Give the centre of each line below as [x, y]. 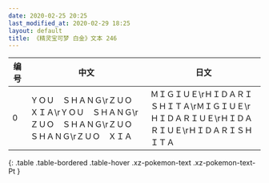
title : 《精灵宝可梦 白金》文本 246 [63, 38]
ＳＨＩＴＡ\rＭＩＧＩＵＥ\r [201, 107]
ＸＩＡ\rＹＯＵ [57, 112]
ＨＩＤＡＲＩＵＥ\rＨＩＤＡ [202, 119]
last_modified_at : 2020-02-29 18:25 [69, 23]
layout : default [35, 31]
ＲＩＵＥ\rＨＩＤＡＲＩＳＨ [202, 131]
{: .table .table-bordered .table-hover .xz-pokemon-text [100, 163]
